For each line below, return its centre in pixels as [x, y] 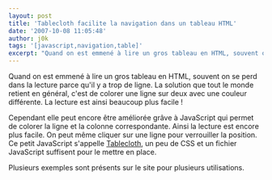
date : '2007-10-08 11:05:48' [57, 31]
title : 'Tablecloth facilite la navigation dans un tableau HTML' [123, 23]
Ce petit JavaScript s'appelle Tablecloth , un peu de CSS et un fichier [123, 143]
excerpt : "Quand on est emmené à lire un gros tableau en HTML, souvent [134, 53]
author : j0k [28, 38]
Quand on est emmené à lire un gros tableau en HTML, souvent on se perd [133, 76]
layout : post [30, 16]
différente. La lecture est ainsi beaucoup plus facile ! [96, 102]
